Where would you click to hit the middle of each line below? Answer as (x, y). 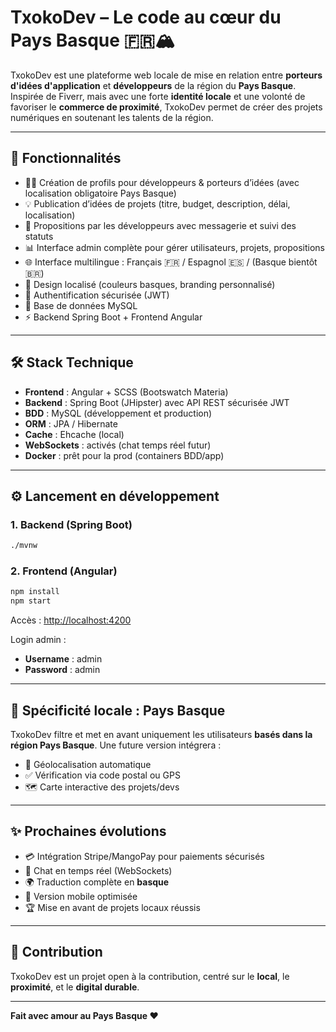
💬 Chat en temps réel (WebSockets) (98, 870)
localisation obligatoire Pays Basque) (100, 193)
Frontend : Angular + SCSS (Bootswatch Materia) (126, 392)
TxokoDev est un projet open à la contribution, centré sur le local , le (150, 976)
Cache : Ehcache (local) (74, 434)
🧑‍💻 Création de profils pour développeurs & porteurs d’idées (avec (162, 182)
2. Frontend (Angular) (64, 571)
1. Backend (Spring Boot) (71, 524)
